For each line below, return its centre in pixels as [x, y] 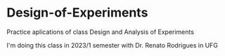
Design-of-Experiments [77, 13]
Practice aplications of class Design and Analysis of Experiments [101, 32]
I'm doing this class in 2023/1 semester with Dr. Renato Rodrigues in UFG [112, 45]
